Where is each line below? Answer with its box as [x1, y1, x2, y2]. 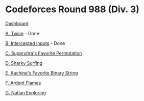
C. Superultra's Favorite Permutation [5, 50, 82, 56]
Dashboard [5, 20, 29, 27]
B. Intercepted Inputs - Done [5, 40, 65, 46]
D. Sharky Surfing [5, 60, 42, 66]
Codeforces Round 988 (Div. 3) [5, 4, 139, 15]
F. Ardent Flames [5, 80, 41, 86]
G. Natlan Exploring [5, 89, 46, 95]
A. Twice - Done [5, 30, 40, 36]
